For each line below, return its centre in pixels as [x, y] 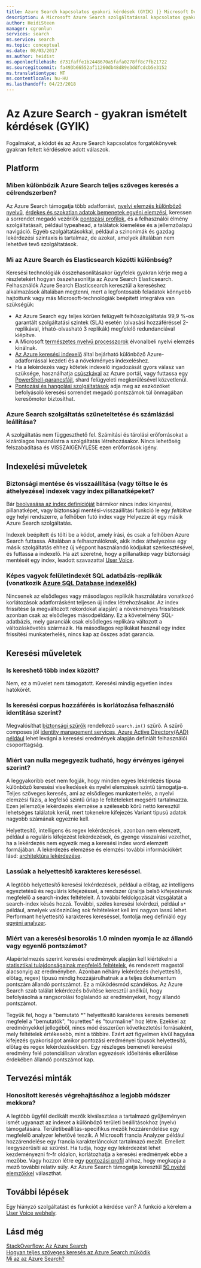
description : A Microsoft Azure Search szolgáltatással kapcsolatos [93, 17]
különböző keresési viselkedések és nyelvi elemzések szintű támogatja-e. [97, 787]
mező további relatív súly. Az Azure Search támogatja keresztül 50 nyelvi [96, 1167]
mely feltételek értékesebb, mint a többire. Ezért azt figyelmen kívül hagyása [100, 1034]
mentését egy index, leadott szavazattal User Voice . [70, 560]
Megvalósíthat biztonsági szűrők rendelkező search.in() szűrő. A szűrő [95, 726]
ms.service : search [31, 40]
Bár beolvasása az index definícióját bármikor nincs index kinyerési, [90, 504]
